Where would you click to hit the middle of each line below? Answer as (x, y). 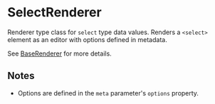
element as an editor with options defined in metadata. (87, 39)
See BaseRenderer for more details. (59, 53)
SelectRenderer (54, 12)
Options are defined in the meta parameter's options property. (108, 93)
